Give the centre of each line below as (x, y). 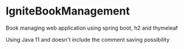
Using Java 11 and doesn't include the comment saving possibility (88, 39)
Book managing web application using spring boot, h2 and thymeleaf (92, 28)
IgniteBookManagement (68, 11)
